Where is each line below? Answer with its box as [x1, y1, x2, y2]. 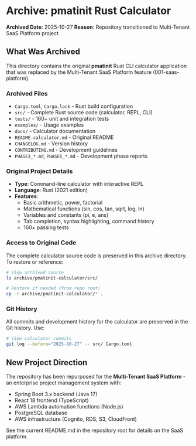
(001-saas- [153, 69, 180, 76]
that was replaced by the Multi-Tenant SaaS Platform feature [6, 69, 152, 76]
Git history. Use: [6, 324, 45, 332]
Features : [14, 193, 39, 200]
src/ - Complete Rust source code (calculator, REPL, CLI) [14, 109, 153, 116]
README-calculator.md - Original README [14, 134, 114, 141]
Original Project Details [6, 167, 73, 175]
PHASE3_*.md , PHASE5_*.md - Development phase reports [14, 152, 148, 159]
